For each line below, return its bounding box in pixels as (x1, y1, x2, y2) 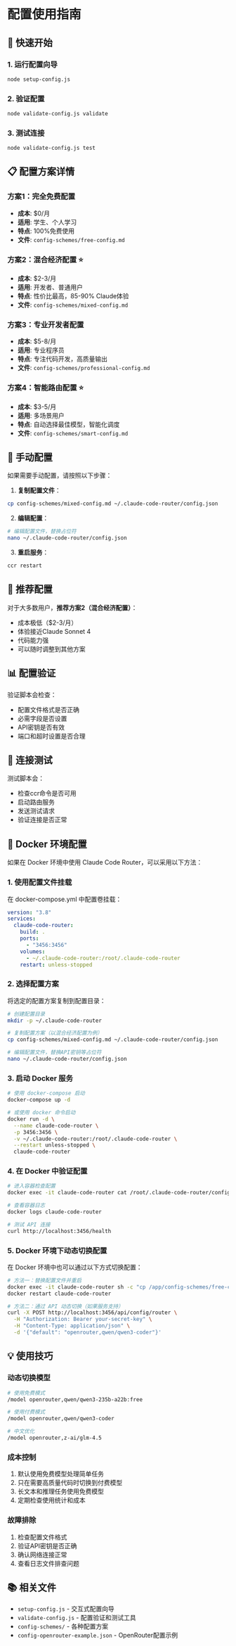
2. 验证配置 (7, 94, 45, 103)
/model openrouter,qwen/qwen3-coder (7, 1415, 114, 1422)
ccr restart (7, 562, 42, 570)
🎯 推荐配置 (7, 583, 53, 595)
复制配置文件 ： (17, 486, 61, 495)
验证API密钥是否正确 (17, 1541, 77, 1550)
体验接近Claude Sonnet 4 (17, 627, 91, 635)
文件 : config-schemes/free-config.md (17, 235, 125, 243)
